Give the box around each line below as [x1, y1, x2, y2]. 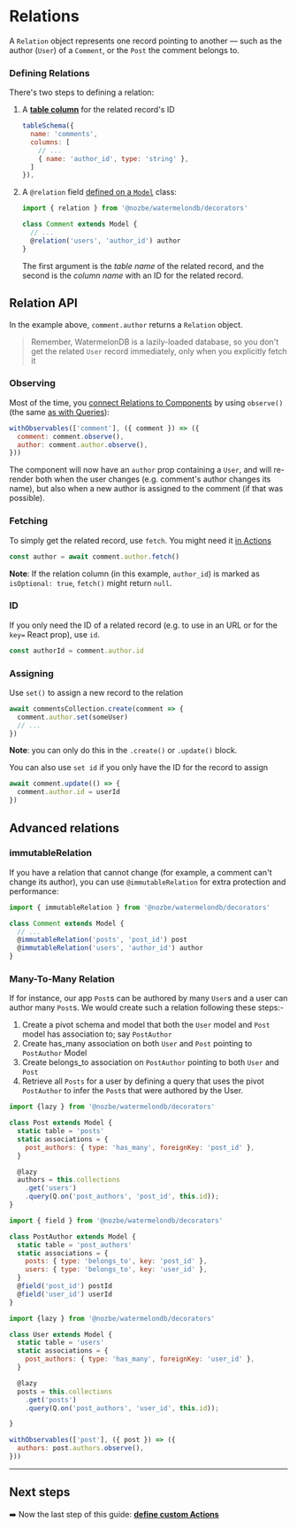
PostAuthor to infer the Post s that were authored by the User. [21, 1085, 244, 1096]
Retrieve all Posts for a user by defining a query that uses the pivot [21, 1076, 265, 1086]
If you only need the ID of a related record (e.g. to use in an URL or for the [9, 620, 278, 630]
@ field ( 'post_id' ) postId [17, 1282, 113, 1291]
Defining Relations [9, 66, 90, 79]
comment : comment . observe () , [17, 432, 125, 441]
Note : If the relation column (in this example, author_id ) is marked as [9, 568, 261, 579]
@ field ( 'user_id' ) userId [17, 1290, 113, 1299]
